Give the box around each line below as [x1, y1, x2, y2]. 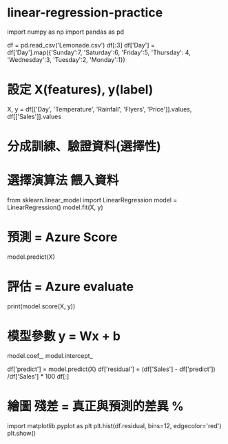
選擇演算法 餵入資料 [7, 173, 119, 189]
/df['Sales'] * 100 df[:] [7, 372, 70, 380]
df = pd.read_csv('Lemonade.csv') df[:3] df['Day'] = [7, 41, 155, 49]
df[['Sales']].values [7, 112, 62, 120]
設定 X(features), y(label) [7, 82, 154, 98]
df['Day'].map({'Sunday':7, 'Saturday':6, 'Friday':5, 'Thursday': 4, [7, 48, 191, 56]
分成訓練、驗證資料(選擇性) [7, 139, 162, 154]
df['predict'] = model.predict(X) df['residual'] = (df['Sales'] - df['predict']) [7, 365, 216, 373]
